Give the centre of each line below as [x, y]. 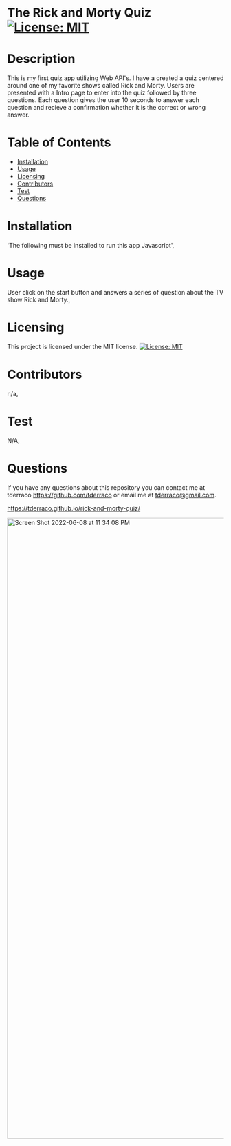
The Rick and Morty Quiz [79, 13]
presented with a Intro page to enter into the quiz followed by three [102, 93]
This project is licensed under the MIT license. [73, 346]
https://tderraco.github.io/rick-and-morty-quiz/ [74, 508]
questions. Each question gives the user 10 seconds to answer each [103, 100]
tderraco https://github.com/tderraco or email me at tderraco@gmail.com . [112, 495]
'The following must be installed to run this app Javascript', [91, 245]
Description [41, 59]
